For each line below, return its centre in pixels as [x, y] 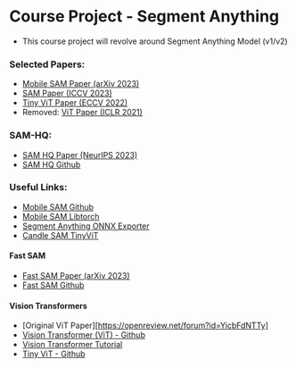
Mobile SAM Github [58, 206]
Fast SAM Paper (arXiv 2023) [76, 276]
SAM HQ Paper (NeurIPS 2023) [80, 155]
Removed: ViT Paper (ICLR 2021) [82, 113]
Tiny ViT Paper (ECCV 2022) [74, 103]
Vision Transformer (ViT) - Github [83, 335]
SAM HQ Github [51, 164]
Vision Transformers [48, 305]
